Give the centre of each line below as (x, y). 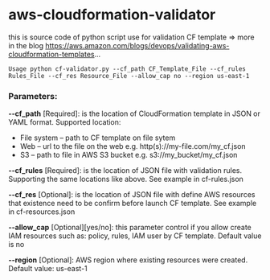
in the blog (26, 45)
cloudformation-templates (51, 54)
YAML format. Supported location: (65, 122)
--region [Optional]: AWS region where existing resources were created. (128, 260)
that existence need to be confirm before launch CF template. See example (133, 204)
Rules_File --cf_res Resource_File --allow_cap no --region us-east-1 (129, 76)
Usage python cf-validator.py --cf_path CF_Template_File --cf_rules (127, 69)
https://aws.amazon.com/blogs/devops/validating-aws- (137, 45)
